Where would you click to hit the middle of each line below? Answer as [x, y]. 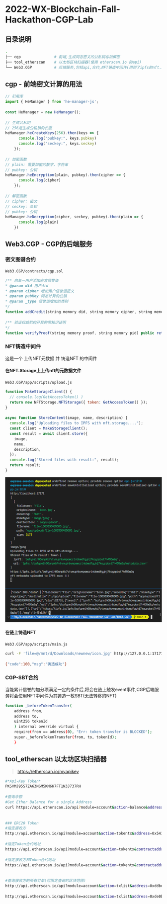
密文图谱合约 [21, 259]
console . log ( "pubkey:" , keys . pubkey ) [57, 138]
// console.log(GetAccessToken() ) [46, 397]
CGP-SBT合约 [22, 678]
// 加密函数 [16, 159]
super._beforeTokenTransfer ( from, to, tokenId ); [65, 737]
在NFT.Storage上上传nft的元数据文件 [43, 371]
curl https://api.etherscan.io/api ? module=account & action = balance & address [84, 807]
